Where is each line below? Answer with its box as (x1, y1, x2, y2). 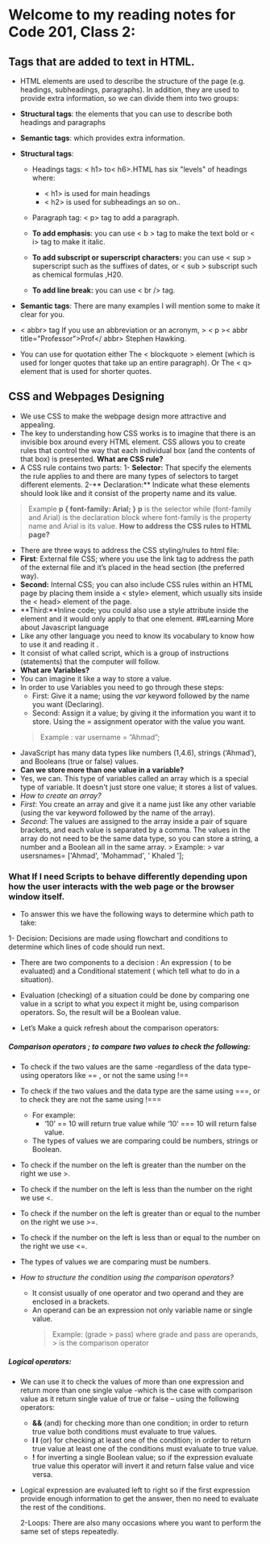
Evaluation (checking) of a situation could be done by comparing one (19, 990, 250, 1001)
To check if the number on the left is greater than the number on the (19, 1160, 247, 1170)
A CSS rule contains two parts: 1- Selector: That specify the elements (19, 462, 252, 472)
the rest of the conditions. (19, 1502, 106, 1513)
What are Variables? (19, 665, 90, 675)
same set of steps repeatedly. (19, 1526, 119, 1537)
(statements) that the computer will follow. (19, 656, 160, 666)
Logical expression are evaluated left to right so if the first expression (19, 1485, 251, 1495)
